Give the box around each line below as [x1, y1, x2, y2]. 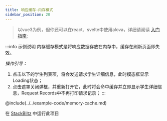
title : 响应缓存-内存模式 [5, 7, 54, 13]
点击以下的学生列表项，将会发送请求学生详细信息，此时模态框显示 [12, 71, 149, 77]
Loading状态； [12, 77, 43, 83]
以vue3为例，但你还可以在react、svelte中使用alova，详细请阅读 [17, 26, 150, 33]
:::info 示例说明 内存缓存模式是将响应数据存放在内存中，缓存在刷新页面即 [5, 43, 155, 49]
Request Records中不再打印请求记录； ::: [21, 90, 106, 96]
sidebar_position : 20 [5, 12, 51, 17]
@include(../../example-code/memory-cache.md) [5, 100, 107, 106]
